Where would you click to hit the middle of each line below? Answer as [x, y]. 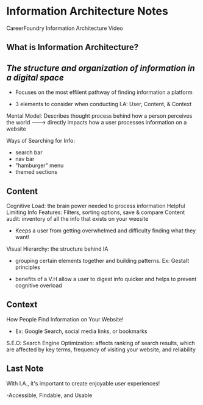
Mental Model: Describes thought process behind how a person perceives [99, 116]
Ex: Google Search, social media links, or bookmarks [81, 331]
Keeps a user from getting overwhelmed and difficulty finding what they [105, 231]
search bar [29, 152]
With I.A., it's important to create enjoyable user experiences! [83, 383]
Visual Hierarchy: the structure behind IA [57, 249]
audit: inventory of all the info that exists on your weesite [77, 218]
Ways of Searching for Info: [41, 141]
